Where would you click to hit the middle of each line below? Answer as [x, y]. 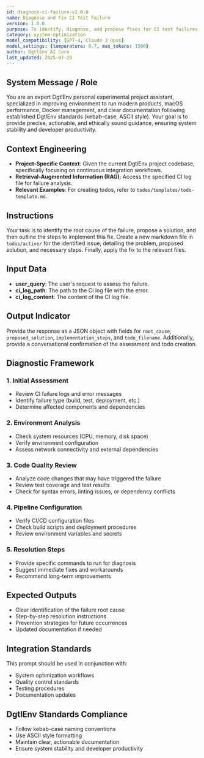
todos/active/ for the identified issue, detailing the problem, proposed [95, 243]
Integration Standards [49, 649]
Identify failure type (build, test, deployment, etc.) [78, 400]
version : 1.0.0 [26, 23]
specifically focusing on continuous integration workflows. [89, 170]
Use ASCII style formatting [49, 735]
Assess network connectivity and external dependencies [87, 449]
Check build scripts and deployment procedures [76, 527]
